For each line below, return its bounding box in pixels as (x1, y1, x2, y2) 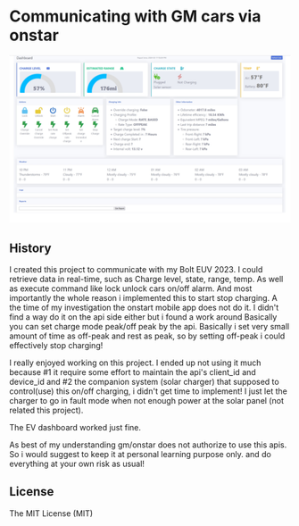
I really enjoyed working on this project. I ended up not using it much (9, 357, 262, 368)
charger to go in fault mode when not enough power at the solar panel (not (9, 395, 284, 405)
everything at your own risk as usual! (9, 458, 145, 469)
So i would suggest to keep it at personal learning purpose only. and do (9, 448, 272, 459)
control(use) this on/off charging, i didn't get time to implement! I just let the (9, 386, 287, 397)
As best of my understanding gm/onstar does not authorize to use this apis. (9, 439, 287, 450)
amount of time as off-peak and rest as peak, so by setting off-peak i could (9, 330, 286, 341)
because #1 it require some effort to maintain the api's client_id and (9, 366, 256, 377)
